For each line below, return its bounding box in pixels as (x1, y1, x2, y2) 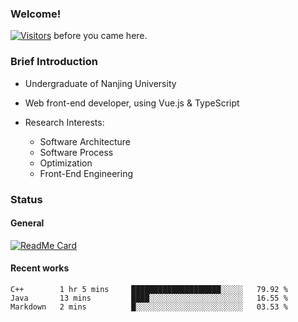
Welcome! (10, 7, 62, 21)
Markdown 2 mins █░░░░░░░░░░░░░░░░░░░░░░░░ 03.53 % (10, 302, 288, 312)
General (10, 217, 45, 229)
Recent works (10, 262, 70, 274)
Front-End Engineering (39, 167, 134, 179)
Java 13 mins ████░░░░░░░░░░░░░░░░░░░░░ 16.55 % (10, 293, 288, 303)
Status (10, 192, 43, 206)
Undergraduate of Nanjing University (24, 77, 177, 89)
